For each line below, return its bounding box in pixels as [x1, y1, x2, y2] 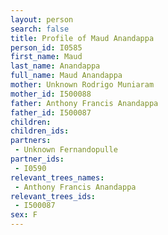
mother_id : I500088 [10, 89, 92, 99]
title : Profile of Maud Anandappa [10, 33, 155, 43]
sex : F [10, 210, 38, 220]
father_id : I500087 [10, 107, 92, 118]
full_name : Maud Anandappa [10, 71, 123, 81]
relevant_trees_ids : [10, 191, 97, 201]
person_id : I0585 [10, 42, 83, 53]
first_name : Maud [10, 52, 83, 62]
